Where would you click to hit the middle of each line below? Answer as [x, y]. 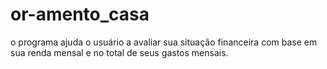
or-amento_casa [80, 14]
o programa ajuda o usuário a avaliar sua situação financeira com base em [164, 42]
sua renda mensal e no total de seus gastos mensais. [119, 52]
